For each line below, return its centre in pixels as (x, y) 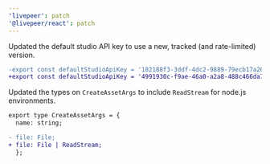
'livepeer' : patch (39, 16)
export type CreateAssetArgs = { (64, 116)
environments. (32, 100)
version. (22, 55)
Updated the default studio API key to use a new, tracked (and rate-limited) (132, 46)
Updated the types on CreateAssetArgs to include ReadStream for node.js (127, 92)
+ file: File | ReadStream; (55, 145)
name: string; (39, 123)
